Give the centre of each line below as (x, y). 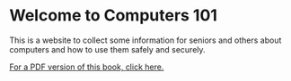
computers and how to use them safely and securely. (107, 49)
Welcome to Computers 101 (114, 16)
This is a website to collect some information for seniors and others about (145, 40)
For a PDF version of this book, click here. (87, 67)
